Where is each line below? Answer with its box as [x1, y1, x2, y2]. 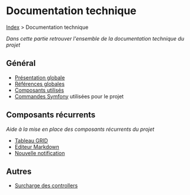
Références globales [14, 80, 65, 87]
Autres [6, 166, 32, 176]
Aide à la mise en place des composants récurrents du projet [6, 125, 155, 133]
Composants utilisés [14, 87, 64, 94]
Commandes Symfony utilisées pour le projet [14, 92, 124, 100]
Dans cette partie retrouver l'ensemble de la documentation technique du [6, 35, 184, 42]
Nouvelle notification [14, 149, 65, 157]
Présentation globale [14, 74, 65, 81]
